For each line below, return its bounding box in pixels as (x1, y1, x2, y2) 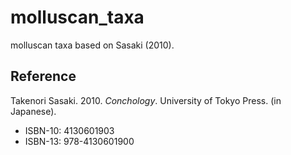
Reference (10, 68, 77, 85)
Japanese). (10, 105, 57, 117)
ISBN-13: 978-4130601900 (24, 135, 135, 147)
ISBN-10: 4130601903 (24, 124, 115, 136)
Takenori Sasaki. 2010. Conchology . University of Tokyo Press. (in (10, 94, 282, 106)
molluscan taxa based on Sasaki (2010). (10, 39, 175, 51)
